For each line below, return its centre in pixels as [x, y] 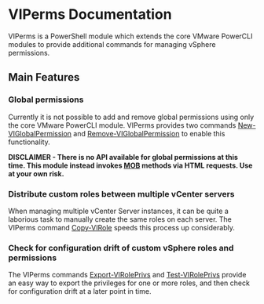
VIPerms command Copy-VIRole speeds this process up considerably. [122, 227]
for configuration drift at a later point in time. [80, 291]
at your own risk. [36, 173]
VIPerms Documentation [90, 14]
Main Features [44, 77]
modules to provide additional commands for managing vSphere [112, 44]
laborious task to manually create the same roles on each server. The [120, 219]
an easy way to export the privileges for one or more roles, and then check [129, 283]
